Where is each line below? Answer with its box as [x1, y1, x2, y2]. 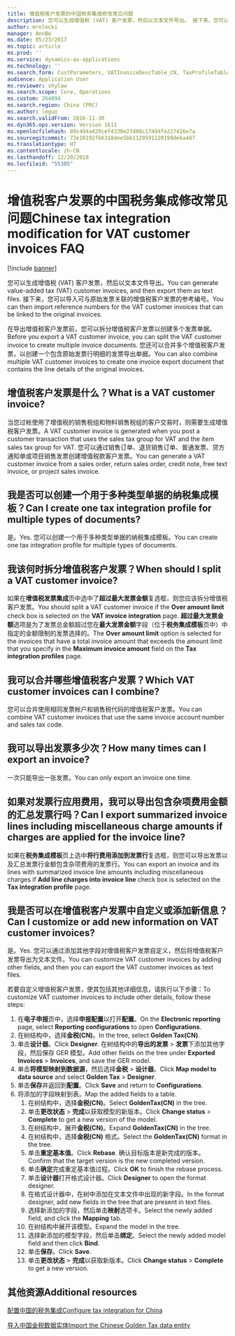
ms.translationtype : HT [7, 141, 77, 148]
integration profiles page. [7, 652, 83, 661]
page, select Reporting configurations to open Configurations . [17, 1023, 202, 1031]
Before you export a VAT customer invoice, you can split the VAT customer [7, 332, 222, 340]
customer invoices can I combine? [7, 685, 159, 697]
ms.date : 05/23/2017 [7, 37, 68, 44]
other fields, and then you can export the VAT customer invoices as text [7, 963, 213, 972]
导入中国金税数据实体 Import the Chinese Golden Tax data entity [7, 1321, 191, 1330]
